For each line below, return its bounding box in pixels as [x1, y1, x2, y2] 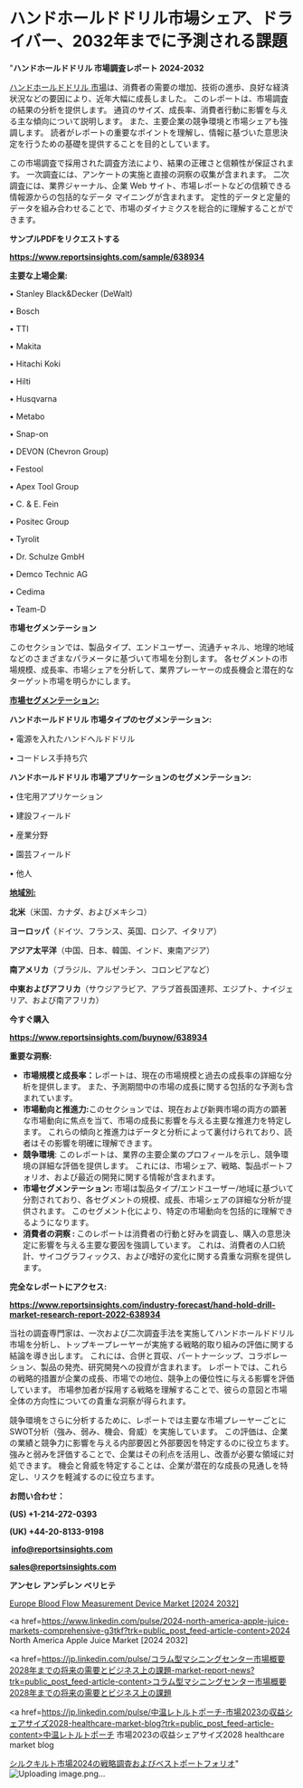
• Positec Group [9, 516, 70, 527]
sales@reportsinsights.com [9, 1561, 117, 1572]
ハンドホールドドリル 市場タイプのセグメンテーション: [9, 714, 213, 725]
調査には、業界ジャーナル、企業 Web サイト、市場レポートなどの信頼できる [9, 180, 292, 191]
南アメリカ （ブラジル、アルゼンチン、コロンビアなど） [9, 964, 215, 975]
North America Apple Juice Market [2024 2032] [9, 1634, 188, 1645]
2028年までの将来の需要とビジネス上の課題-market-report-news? [9, 1664, 255, 1675]
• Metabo [9, 411, 45, 422]
